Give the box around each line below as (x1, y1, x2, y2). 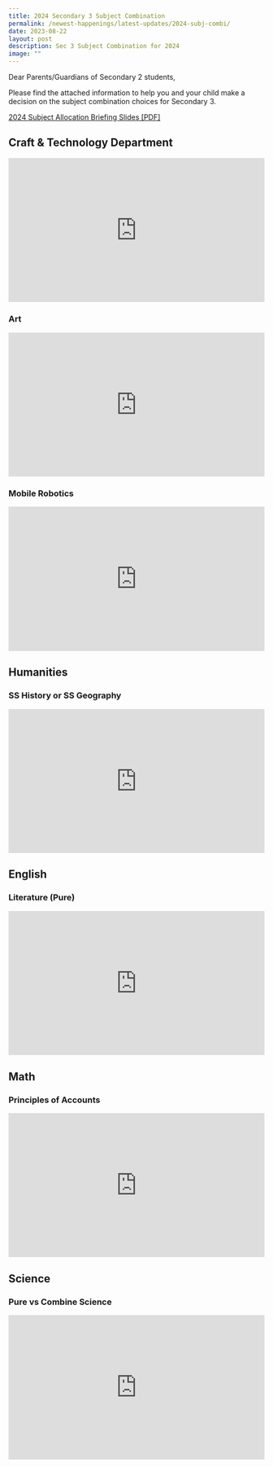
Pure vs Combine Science (8, 1296, 112, 1307)
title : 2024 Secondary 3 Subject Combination (8, 11, 165, 20)
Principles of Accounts (8, 1094, 101, 1106)
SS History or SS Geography (8, 690, 122, 701)
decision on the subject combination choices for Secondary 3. (8, 97, 217, 106)
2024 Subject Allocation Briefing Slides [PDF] (8, 112, 161, 122)
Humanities (8, 665, 68, 680)
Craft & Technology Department (8, 136, 173, 150)
